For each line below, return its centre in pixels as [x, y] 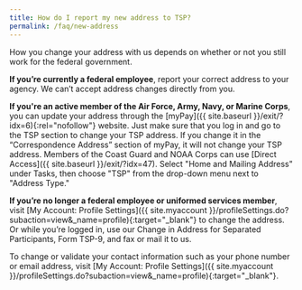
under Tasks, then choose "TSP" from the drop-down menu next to [134, 173]
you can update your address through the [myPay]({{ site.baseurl [131, 116]
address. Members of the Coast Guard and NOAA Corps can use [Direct [143, 154]
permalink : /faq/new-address [64, 26]
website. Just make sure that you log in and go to [189, 125]
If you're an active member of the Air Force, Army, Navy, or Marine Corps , [150, 106]
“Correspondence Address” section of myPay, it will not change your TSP [146, 145]
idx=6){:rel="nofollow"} [53, 125]
